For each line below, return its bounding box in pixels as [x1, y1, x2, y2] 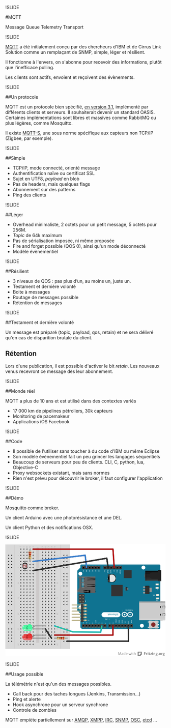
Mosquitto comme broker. [5, 505, 60, 511]
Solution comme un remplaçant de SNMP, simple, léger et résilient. [5, 49, 146, 55]
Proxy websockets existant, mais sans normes [12, 470, 110, 476]
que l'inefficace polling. [5, 65, 54, 70]
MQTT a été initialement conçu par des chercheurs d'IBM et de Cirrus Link [5, 44, 161, 50]
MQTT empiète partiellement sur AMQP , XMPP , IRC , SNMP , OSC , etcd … [5, 717, 157, 723]
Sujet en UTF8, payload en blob [12, 176, 80, 182]
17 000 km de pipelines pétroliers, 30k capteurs [12, 407, 113, 414]
